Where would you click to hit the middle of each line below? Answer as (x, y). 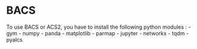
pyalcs (15, 39)
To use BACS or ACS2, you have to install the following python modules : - (99, 27)
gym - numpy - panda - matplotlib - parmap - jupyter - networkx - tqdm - (98, 33)
